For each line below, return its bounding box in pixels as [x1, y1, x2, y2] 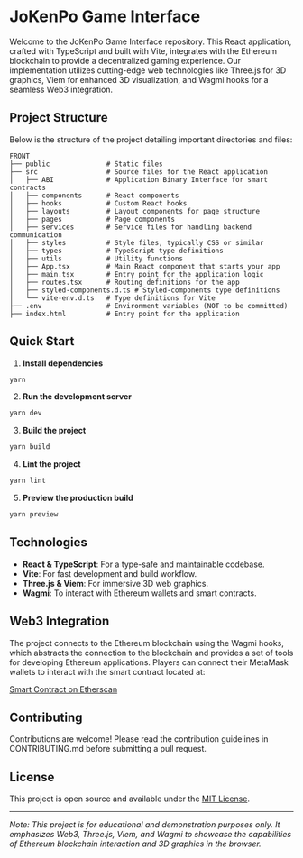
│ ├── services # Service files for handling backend [9, 223, 252, 232]
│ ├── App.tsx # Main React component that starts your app [9, 261, 280, 271]
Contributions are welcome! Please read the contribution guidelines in [9, 734, 269, 744]
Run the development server [22, 391, 133, 402]
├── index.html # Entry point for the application [9, 309, 241, 318]
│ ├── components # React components [9, 191, 179, 200]
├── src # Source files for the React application [9, 167, 269, 177]
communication [9, 230, 63, 240]
